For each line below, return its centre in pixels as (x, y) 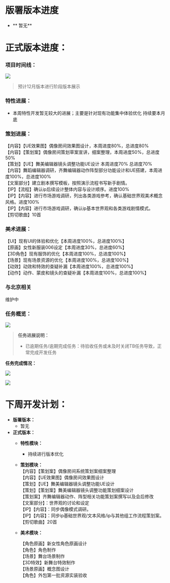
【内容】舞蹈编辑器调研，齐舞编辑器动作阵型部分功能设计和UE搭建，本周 (82, 170)
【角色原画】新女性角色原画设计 (54, 543)
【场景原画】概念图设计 (45, 569)
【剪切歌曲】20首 (39, 522)
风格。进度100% (22, 202)
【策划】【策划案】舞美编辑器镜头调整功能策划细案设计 (77, 490)
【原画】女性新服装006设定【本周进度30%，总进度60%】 (66, 247)
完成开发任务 (43, 352)
